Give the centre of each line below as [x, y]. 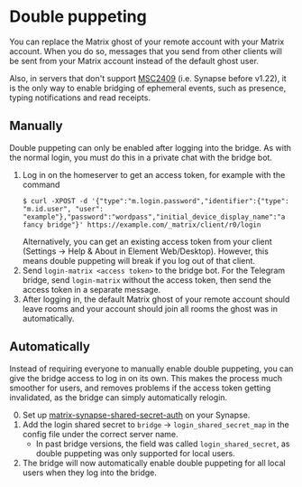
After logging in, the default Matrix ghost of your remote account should [156, 299]
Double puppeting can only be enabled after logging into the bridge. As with [150, 147]
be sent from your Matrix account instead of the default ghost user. [134, 61]
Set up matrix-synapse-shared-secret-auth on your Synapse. [136, 415]
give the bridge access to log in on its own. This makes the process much [146, 378]
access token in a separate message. [92, 289]
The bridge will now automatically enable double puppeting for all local [154, 463]
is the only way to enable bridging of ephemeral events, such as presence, [148, 88]
